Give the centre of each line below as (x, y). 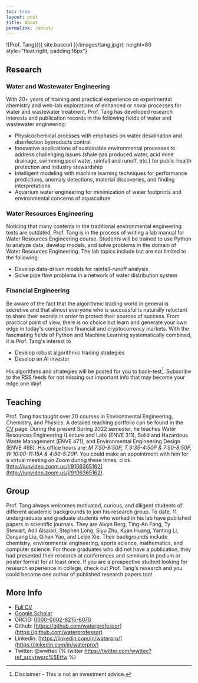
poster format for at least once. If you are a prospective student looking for (97, 562)
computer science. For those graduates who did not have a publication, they (99, 549)
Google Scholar (34, 613)
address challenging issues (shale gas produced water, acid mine (94, 154)
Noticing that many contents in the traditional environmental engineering (94, 226)
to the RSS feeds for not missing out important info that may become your (96, 377)
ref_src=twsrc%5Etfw (41, 657)
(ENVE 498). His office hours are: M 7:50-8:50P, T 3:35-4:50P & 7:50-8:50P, (99, 448)
